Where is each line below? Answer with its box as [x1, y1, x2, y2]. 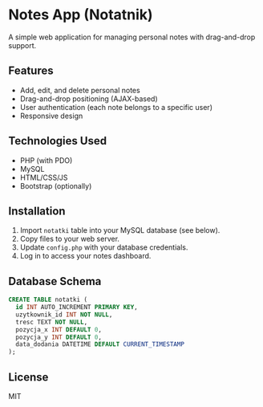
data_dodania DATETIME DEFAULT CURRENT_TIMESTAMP [15, 340, 184, 348]
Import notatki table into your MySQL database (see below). [19, 226, 221, 235]
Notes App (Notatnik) [8, 6, 154, 24]
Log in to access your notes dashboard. [19, 251, 152, 261]
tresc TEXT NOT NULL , [15, 318, 88, 326]
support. [8, 40, 37, 50]
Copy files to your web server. [19, 234, 120, 244]
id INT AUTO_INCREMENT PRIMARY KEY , [15, 303, 138, 311]
